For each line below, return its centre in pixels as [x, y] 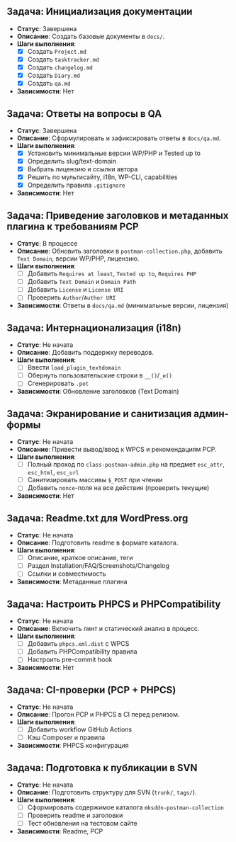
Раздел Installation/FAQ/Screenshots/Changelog [98, 566]
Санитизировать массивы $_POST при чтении [95, 480]
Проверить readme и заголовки [75, 815]
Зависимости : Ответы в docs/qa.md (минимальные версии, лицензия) [123, 306]
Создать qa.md [49, 84]
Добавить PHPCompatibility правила [82, 652]
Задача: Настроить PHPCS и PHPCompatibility [114, 604]
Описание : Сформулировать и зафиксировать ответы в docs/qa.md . [119, 138]
